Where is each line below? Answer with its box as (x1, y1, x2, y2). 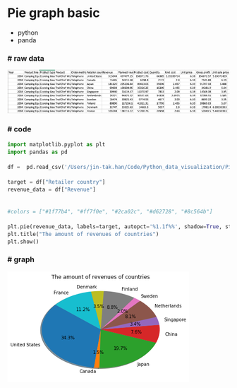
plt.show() (7, 238, 39, 245)
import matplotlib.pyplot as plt (7, 141, 106, 148)
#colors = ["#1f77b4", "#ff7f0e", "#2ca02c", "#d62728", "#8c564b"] (7, 208, 213, 216)
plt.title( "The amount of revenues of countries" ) (7, 230, 159, 237)
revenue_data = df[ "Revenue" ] (7, 186, 97, 193)
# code (7, 124, 32, 134)
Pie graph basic (7, 5, 100, 21)
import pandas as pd (7, 148, 68, 156)
